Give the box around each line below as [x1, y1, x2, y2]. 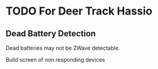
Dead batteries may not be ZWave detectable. [5, 44, 120, 51]
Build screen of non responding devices [5, 56, 105, 63]
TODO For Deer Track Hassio [5, 4, 153, 18]
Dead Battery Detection [5, 28, 96, 39]
